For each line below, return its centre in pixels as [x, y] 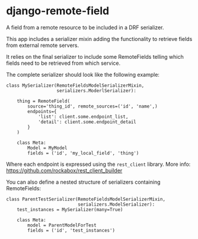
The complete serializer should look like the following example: [83, 74]
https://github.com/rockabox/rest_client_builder [64, 170]
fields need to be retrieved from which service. [63, 63]
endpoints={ [42, 111]
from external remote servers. [43, 45]
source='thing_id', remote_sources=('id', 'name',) [93, 106]
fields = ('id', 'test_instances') [71, 230]
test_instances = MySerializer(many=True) [70, 209]
